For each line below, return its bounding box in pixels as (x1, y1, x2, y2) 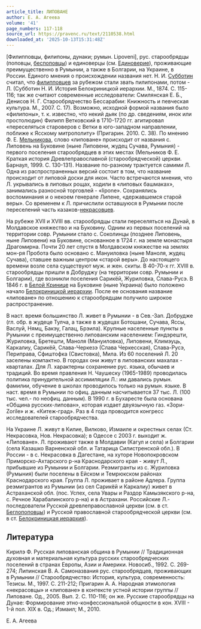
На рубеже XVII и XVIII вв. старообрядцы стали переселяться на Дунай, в (6, 218, 195, 225)
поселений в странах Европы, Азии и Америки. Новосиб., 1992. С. (6, 561, 176, 568)
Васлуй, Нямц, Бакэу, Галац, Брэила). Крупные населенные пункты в (6, 325, 184, 332)
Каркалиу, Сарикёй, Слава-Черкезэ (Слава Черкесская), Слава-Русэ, (6, 344, 185, 351)
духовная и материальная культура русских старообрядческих (6, 554, 169, 561)
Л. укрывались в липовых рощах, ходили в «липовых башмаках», (6, 180, 175, 188)
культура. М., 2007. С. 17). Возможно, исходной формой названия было (6, 104, 189, 111)
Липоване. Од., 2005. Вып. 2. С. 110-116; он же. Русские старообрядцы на (6, 592, 194, 600)
